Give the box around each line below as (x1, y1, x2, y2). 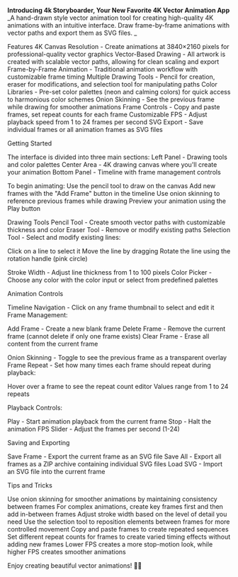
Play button (7, 204, 41, 212)
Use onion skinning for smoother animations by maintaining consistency (7, 495, 217, 503)
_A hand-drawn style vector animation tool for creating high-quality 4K (7, 13, 214, 22)
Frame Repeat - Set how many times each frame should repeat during (7, 361, 211, 369)
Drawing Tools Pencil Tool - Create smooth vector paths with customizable (7, 218, 226, 226)
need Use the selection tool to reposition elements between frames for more (7, 517, 230, 526)
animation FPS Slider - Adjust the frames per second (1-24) (7, 425, 181, 433)
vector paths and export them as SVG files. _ (7, 28, 137, 37)
